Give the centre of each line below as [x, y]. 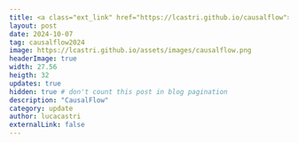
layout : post [33, 26]
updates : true [35, 83]
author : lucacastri [45, 116]
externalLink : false [47, 125]
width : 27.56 [33, 68]
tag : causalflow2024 [47, 42]
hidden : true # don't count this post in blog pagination [118, 91]
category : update [41, 108]
